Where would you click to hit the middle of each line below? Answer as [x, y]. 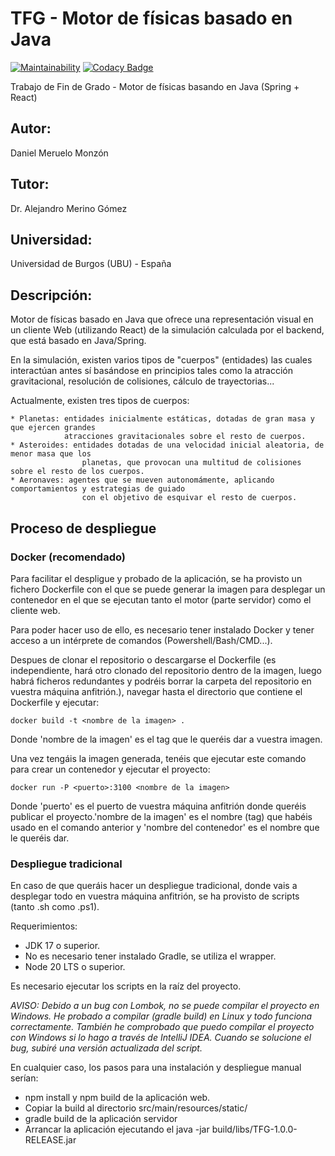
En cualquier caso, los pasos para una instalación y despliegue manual [156, 1068]
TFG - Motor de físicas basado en [151, 18]
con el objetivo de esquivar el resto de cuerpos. [189, 498]
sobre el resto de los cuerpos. [77, 472]
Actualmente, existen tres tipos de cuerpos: [100, 401]
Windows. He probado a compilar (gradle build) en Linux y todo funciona [161, 1016]
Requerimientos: [44, 926]
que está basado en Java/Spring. [78, 341]
